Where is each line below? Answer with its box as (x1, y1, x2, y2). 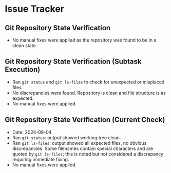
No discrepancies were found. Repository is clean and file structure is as (12, 90, 166, 96)
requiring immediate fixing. (12, 156, 69, 162)
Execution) (5, 65, 41, 74)
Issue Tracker (5, 3, 65, 15)
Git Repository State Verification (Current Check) (5, 116, 165, 124)
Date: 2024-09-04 (12, 129, 52, 135)
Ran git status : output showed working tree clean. (12, 134, 121, 141)
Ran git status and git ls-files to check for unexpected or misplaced (12, 79, 165, 85)
